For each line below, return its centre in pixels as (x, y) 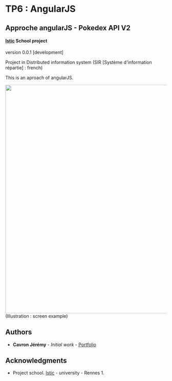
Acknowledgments (36, 360)
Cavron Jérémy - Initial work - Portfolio (54, 345)
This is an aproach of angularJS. (39, 77)
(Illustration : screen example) (37, 316)
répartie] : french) (24, 68)
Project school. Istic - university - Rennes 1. (59, 373)
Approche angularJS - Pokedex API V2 (68, 28)
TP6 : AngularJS (40, 9)
